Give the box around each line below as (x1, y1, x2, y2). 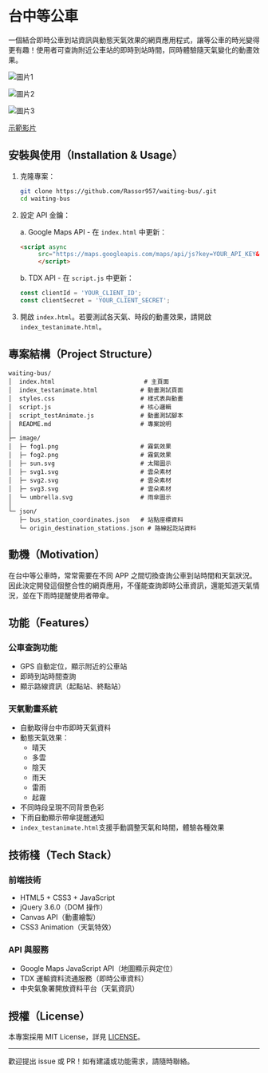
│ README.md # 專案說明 (8, 420, 171, 428)
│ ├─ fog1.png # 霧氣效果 (8, 442, 171, 451)
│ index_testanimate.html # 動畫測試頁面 (8, 386, 183, 394)
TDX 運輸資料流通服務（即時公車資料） (19, 974, 148, 984)
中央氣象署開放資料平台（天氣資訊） (19, 984, 140, 993)
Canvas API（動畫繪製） (19, 913, 100, 922)
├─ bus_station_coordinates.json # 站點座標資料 (18, 515, 183, 523)
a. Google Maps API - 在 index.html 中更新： (19, 227, 167, 236)
